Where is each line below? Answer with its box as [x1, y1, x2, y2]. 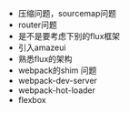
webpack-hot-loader [17, 85, 95, 96]
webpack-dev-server [17, 76, 98, 86]
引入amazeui [17, 42, 66, 53]
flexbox [17, 95, 47, 105]
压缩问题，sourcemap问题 [17, 8, 116, 18]
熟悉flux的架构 [17, 54, 73, 64]
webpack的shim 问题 [17, 65, 97, 76]
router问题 [17, 19, 57, 30]
